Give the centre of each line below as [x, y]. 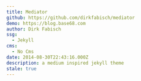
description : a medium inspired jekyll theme [65, 63]
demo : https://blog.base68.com [46, 23]
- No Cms [23, 52]
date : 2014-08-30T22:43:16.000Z [47, 57]
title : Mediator [27, 12]
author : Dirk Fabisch [34, 29]
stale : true [21, 69]
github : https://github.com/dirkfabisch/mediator [71, 18]
